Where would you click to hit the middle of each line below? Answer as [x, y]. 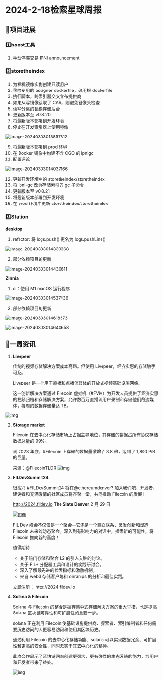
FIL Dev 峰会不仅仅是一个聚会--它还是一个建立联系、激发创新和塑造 [81, 525]
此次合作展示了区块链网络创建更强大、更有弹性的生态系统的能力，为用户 [85, 657]
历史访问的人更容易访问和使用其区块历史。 [60, 630]
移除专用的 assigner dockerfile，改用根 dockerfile [62, 91]
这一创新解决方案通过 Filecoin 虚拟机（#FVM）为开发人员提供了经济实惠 [85, 393]
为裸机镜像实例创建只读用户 [41, 84]
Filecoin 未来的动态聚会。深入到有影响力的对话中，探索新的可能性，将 [83, 531]
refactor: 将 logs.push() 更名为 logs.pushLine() [59, 239]
